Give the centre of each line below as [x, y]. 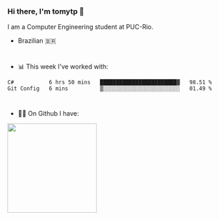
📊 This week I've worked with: [63, 66]
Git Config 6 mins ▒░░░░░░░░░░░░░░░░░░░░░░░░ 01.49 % [110, 89]
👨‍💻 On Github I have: [48, 113]
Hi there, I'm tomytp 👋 [46, 11]
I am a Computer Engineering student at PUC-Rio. [80, 27]
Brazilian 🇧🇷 [37, 41]
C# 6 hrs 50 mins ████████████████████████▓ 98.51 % [110, 82]
